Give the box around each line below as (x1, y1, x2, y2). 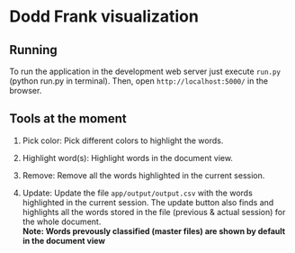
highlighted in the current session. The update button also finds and (22, 196, 274, 208)
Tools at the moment (9, 111, 128, 127)
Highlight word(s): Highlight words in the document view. (22, 152, 234, 163)
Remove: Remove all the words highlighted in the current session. (22, 169, 265, 181)
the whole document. (22, 216, 102, 227)
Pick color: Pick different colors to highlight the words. (22, 135, 224, 146)
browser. (9, 86, 42, 95)
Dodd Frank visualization (9, 6, 200, 27)
